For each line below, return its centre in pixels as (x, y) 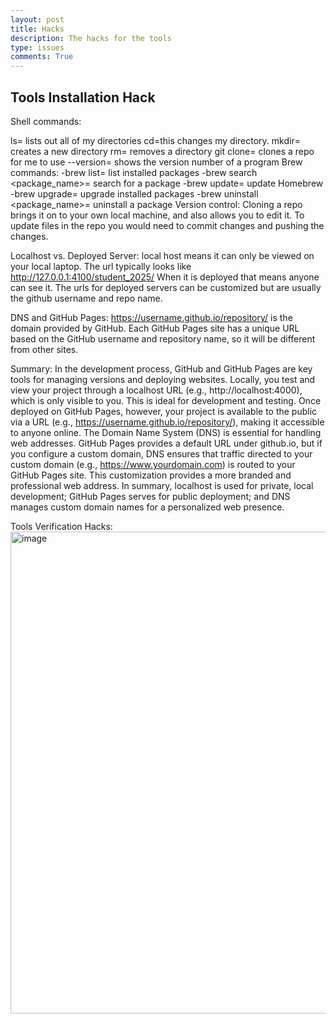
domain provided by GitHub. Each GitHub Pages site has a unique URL (155, 328)
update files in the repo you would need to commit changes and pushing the (167, 225)
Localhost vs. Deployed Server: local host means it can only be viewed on (162, 255)
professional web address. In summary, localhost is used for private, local (162, 485)
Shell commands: (46, 121)
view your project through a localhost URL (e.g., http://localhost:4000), (156, 390)
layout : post (37, 19)
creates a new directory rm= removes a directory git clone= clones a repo (162, 151)
